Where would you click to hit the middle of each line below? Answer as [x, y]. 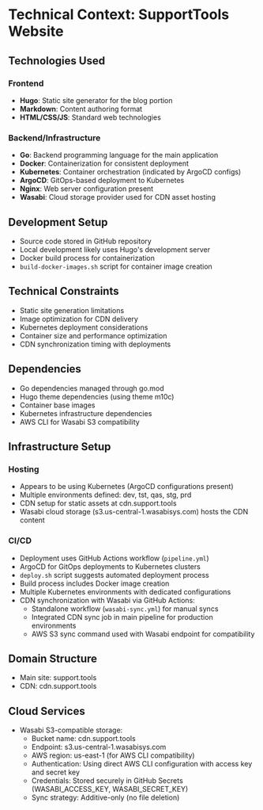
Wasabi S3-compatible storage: [71, 730]
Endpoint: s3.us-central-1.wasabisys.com [99, 747]
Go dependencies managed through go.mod [92, 388]
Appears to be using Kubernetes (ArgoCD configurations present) [126, 487]
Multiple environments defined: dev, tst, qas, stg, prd [105, 495]
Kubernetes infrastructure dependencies [86, 413]
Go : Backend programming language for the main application [119, 155]
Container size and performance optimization [93, 335]
